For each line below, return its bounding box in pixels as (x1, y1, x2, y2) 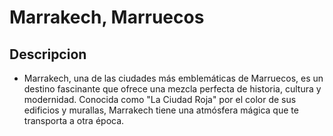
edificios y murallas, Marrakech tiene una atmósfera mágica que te (23, 104, 299, 116)
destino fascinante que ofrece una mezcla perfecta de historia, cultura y (23, 83, 322, 95)
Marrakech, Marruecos (9, 6, 205, 29)
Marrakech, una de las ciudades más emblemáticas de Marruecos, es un (23, 72, 324, 84)
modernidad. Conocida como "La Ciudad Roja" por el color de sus (23, 94, 297, 105)
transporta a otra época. (23, 115, 125, 126)
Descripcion (9, 46, 87, 63)
